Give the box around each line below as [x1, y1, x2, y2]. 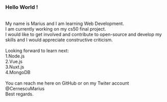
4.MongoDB [5, 69, 31, 75]
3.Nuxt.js [5, 64, 25, 70]
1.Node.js [5, 53, 25, 59]
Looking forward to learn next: [5, 47, 69, 54]
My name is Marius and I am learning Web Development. [5, 20, 124, 27]
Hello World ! [5, 4, 38, 11]
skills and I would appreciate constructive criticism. [5, 37, 113, 43]
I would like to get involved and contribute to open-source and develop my [5, 32, 162, 38]
